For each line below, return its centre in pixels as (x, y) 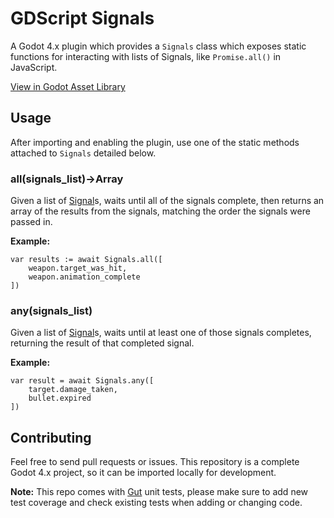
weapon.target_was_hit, (78, 268)
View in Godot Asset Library (68, 86)
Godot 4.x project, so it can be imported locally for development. (143, 473)
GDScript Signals (82, 18)
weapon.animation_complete (84, 277)
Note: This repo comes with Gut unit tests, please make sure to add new (159, 492)
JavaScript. (34, 67)
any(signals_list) (51, 310)
